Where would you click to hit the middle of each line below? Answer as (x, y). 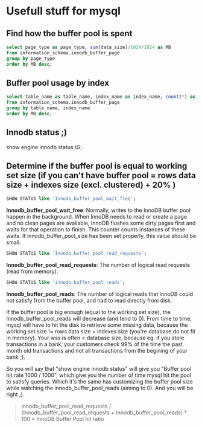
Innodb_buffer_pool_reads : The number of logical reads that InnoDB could (100, 294)
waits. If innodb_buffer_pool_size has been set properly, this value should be (101, 236)
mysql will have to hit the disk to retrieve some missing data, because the (97, 325)
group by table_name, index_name (48, 108)
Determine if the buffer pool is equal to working (97, 166)
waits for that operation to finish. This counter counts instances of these (96, 230)
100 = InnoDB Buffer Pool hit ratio (62, 419)
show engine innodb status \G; (44, 147)
